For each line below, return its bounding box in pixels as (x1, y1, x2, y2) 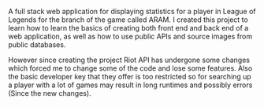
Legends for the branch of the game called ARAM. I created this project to (8, 15, 248, 24)
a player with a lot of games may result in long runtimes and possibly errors (8, 80, 253, 90)
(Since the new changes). (8, 89, 92, 97)
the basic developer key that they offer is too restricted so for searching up (8, 72, 252, 81)
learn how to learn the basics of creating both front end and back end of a (8, 24, 249, 32)
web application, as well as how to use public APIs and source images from (8, 31, 253, 41)
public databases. (8, 40, 66, 49)
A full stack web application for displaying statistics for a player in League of (8, 7, 256, 16)
